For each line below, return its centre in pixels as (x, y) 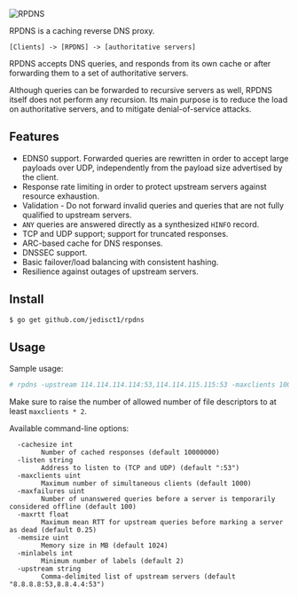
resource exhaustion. (61, 196)
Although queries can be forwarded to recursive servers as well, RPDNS (141, 90)
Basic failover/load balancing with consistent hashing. (120, 262)
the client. (40, 177)
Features (34, 137)
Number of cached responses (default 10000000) (130, 452)
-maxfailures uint (51, 491)
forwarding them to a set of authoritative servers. (99, 73)
